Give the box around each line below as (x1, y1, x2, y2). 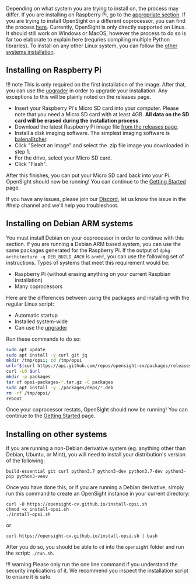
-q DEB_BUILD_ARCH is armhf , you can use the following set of (40, 252, 184, 259)
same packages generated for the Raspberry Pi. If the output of (6, 247, 159, 254)
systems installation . (6, 49, 55, 55)
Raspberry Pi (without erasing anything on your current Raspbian (14, 270, 171, 277)
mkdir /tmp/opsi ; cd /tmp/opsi (6, 358, 82, 364)
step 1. (14, 148, 31, 155)
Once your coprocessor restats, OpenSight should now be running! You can (6, 406, 188, 413)
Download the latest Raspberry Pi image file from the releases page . (14, 123, 179, 130)
